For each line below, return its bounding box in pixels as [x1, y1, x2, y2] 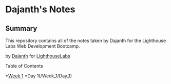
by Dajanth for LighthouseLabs [5, 53, 70, 59]
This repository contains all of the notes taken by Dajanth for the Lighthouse [5, 37, 166, 44]
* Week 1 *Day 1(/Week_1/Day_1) [5, 73, 72, 79]
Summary [5, 24, 37, 33]
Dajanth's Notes [5, 4, 75, 15]
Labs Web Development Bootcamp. [5, 43, 81, 49]
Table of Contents [5, 63, 44, 69]
